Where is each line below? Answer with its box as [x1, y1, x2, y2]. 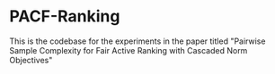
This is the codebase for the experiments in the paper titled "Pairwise [9, 36, 266, 46]
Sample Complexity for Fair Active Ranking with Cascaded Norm [9, 45, 248, 55]
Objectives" [9, 54, 53, 65]
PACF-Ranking [9, 6, 120, 27]
